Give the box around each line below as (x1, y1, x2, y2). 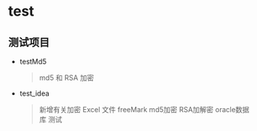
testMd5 (19, 57, 47, 66)
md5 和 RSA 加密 (39, 73, 94, 82)
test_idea (19, 89, 50, 98)
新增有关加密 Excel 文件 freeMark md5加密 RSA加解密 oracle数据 (39, 105, 250, 114)
